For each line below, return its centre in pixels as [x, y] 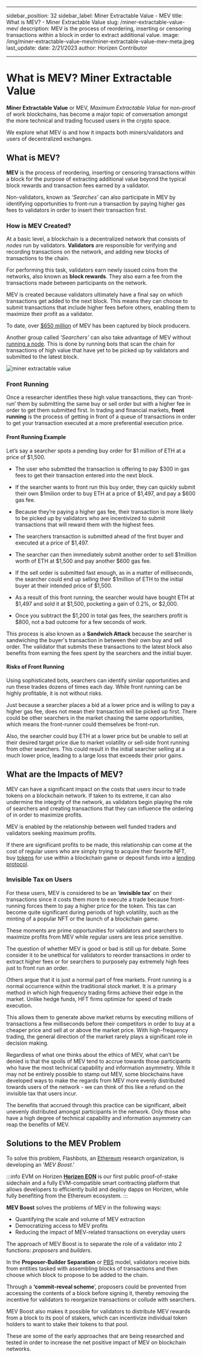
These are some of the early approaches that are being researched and [95, 1336]
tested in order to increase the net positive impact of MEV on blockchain [96, 1342]
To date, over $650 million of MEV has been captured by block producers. [98, 326]
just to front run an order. [37, 968]
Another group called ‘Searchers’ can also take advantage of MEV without [99, 338]
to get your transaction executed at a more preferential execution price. [95, 423]
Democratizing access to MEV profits [61, 1225]
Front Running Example [36, 437]
